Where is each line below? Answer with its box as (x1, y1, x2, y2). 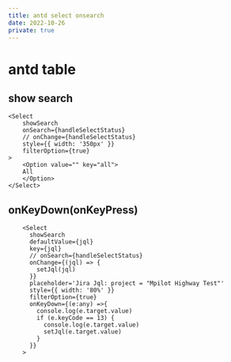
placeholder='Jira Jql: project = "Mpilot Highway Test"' (28, 280, 225, 288)
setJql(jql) (36, 266, 77, 273)
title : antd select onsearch (8, 11, 104, 20)
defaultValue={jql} (28, 238, 93, 246)
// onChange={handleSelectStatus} (22, 134, 136, 141)
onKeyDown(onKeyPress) (8, 203, 138, 217)
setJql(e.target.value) (43, 328, 123, 336)
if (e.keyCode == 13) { (36, 314, 115, 322)
